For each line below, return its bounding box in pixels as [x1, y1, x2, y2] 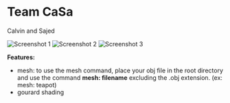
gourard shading [16, 88, 65, 96]
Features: [7, 53, 36, 61]
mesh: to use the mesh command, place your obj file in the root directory [16, 66, 224, 74]
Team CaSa [7, 4, 73, 20]
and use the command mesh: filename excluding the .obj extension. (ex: [16, 73, 223, 82]
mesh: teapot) [16, 80, 57, 89]
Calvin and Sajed [7, 27, 55, 35]
